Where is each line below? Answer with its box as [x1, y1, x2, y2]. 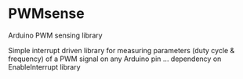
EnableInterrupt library [8, 62, 81, 71]
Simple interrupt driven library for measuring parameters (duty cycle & [8, 45, 235, 55]
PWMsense [8, 5, 85, 23]
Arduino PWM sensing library [8, 31, 103, 40]
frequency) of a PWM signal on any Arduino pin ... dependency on [8, 54, 222, 63]
